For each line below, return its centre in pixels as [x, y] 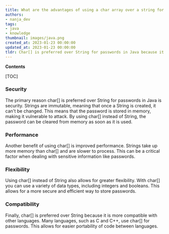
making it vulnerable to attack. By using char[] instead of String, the [76, 116]
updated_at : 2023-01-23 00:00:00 [40, 47]
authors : [14, 15]
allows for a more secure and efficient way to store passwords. [71, 191]
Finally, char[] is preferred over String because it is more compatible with [81, 215]
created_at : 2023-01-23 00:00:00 [40, 43]
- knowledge [18, 33]
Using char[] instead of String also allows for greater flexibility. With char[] [83, 181]
